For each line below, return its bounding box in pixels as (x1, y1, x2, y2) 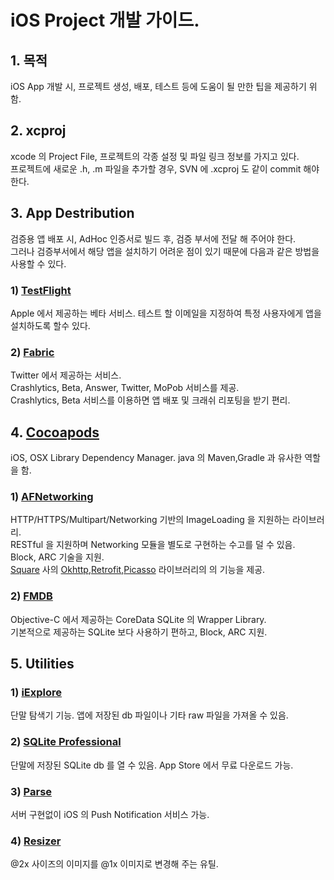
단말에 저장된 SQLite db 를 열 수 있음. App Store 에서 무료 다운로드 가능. (10, 759, 294, 771)
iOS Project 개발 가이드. (10, 9, 200, 32)
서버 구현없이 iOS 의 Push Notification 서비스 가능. (10, 808, 210, 820)
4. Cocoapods (10, 424, 100, 441)
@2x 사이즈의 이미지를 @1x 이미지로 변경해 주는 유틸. (10, 858, 219, 870)
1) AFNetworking (10, 489, 94, 503)
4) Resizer (10, 834, 62, 848)
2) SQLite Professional (10, 735, 122, 749)
